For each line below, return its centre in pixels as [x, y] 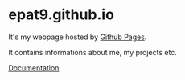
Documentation [34, 68]
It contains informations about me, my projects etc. [92, 52]
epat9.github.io [62, 15]
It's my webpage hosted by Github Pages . [78, 37]
